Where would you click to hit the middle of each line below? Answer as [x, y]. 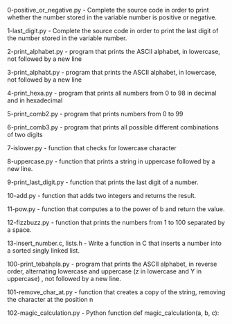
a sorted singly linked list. [43, 251]
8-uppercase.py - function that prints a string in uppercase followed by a [111, 161]
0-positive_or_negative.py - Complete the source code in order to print [108, 10]
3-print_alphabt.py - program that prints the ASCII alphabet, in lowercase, [112, 72]
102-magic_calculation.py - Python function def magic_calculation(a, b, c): [113, 313]
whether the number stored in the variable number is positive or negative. [112, 17]
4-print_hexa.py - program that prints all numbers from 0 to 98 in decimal [112, 93]
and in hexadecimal [35, 100]
